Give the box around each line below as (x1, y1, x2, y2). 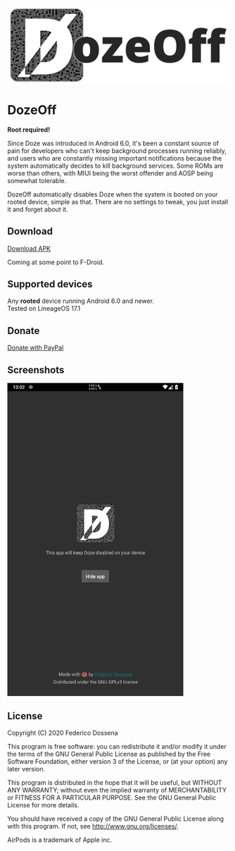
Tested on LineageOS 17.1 (7, 304, 81, 313)
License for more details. (7, 800, 80, 809)
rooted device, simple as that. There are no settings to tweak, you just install (7, 197, 229, 206)
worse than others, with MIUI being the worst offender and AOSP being (7, 168, 213, 178)
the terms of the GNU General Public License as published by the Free (7, 750, 211, 758)
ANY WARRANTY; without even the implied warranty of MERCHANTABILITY (7, 785, 227, 794)
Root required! (7, 125, 51, 134)
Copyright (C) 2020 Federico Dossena (7, 728, 118, 737)
